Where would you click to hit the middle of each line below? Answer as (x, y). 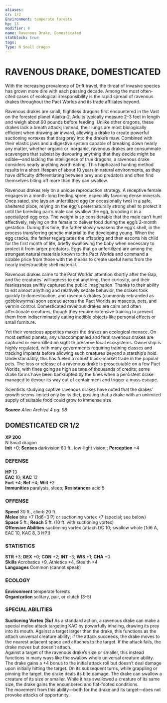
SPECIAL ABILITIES (29, 609)
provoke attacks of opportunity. (37, 695)
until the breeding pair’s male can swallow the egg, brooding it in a (73, 211)
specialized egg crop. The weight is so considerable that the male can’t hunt (83, 217)
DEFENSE (17, 461)
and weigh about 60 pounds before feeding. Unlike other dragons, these (80, 122)
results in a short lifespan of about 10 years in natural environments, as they (83, 170)
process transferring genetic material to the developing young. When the (80, 233)
